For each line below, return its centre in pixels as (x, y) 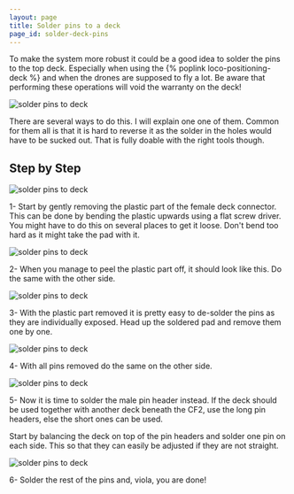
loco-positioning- (240, 68)
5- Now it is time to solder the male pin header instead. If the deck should (143, 400)
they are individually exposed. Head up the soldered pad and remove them (145, 322)
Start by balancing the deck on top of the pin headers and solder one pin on (147, 436)
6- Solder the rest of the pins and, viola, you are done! (108, 480)
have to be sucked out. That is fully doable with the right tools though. (137, 140)
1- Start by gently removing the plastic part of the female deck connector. (143, 207)
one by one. (31, 332)
